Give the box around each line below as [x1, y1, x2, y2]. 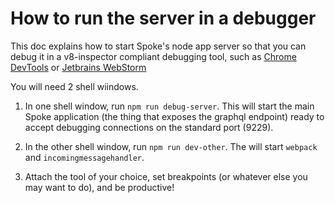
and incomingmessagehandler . [24, 151, 145, 163]
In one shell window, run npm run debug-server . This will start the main [24, 100, 315, 112]
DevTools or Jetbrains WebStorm [10, 61, 147, 73]
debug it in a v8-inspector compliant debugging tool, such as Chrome [10, 50, 297, 62]
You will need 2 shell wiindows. [10, 80, 139, 92]
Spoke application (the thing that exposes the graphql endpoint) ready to [24, 110, 325, 122]
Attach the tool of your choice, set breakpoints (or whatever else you [24, 170, 308, 182]
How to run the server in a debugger [10, 7, 317, 30]
